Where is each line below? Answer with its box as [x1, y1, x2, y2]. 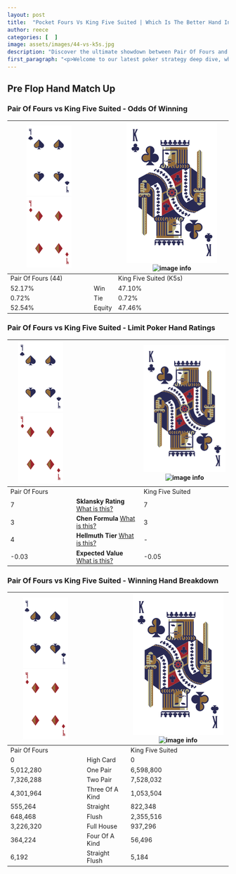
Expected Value [76, 549, 124, 557]
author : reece [7, 26, 49, 33]
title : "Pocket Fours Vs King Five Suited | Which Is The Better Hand [7, 18, 221, 26]
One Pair [86, 766, 112, 774]
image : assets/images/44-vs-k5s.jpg [7, 41, 114, 49]
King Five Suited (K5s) [118, 274, 183, 283]
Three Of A [86, 785, 119, 794]
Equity [93, 303, 112, 312]
